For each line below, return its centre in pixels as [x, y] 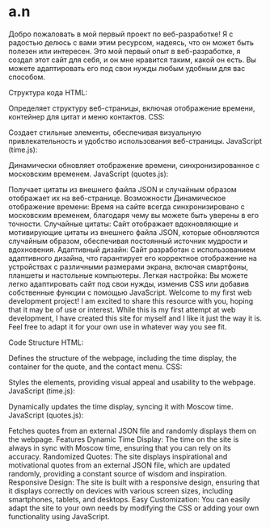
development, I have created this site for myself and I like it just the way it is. [135, 318]
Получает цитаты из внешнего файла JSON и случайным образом [122, 189]
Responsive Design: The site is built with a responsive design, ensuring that [134, 482]
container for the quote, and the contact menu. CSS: [95, 367]
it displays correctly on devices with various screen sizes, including [120, 490]
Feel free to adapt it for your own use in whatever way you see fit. [118, 326]
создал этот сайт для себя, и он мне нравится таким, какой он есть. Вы [133, 60]
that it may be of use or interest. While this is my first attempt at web [122, 309]
